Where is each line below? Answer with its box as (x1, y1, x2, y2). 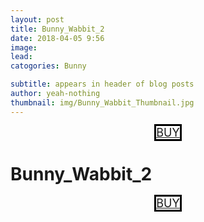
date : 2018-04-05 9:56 (10, 33, 105, 43)
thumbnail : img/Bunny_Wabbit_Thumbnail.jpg (10, 97, 195, 108)
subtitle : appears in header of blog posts (10, 79, 195, 90)
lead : (10, 52, 33, 62)
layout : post (10, 14, 65, 25)
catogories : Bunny (10, 61, 87, 71)
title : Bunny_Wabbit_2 (10, 24, 105, 34)
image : (10, 42, 38, 53)
